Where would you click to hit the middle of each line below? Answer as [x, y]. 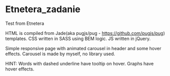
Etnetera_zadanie [43, 9]
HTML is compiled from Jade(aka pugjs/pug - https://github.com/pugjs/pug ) [85, 33]
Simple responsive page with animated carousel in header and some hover [83, 48]
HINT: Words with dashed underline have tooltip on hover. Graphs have [79, 63]
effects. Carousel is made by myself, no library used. [60, 54]
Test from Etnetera [25, 23]
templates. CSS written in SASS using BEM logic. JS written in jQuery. [78, 39]
